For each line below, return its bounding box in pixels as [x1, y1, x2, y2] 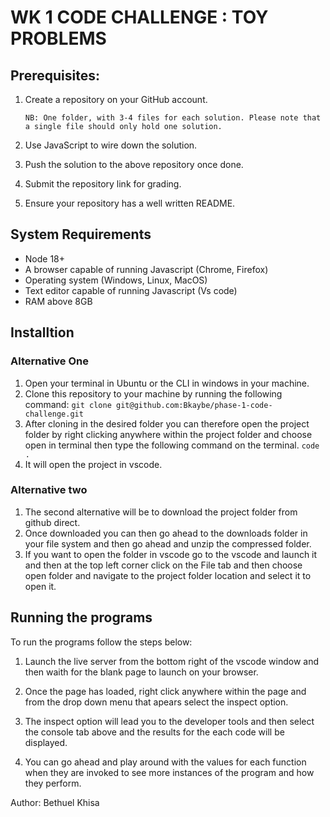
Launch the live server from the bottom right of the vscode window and [24, 655, 320, 667]
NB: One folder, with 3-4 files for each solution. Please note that [24, 113, 322, 123]
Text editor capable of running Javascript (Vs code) [24, 284, 238, 296]
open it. [24, 580, 57, 592]
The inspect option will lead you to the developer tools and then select [24, 715, 315, 727]
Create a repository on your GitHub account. [24, 94, 208, 105]
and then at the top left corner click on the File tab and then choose [24, 559, 303, 571]
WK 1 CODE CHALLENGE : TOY [10, 6, 269, 29]
